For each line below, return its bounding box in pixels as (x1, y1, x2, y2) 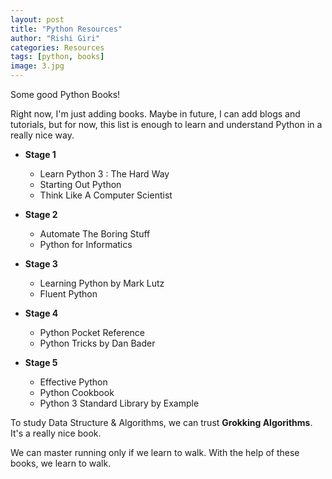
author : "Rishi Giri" (10, 33, 101, 43)
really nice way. (10, 129, 75, 141)
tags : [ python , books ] (10, 52, 105, 62)
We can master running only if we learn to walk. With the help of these (10, 447, 300, 458)
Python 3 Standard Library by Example (39, 397, 200, 409)
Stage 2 (24, 209, 58, 220)
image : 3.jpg (10, 61, 65, 71)
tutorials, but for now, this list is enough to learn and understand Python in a (10, 119, 323, 130)
